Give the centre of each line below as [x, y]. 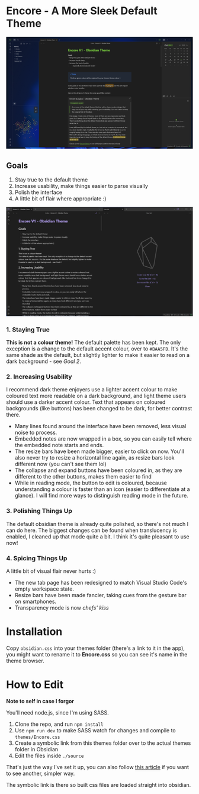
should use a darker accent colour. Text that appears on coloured [86, 402]
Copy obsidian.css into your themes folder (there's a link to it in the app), [96, 648]
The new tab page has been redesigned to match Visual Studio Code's [101, 582]
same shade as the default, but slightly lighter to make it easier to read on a [98, 355]
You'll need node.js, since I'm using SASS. [58, 712]
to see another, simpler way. [41, 773]
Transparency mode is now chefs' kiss [62, 608]
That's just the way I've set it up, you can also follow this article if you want [98, 767]
